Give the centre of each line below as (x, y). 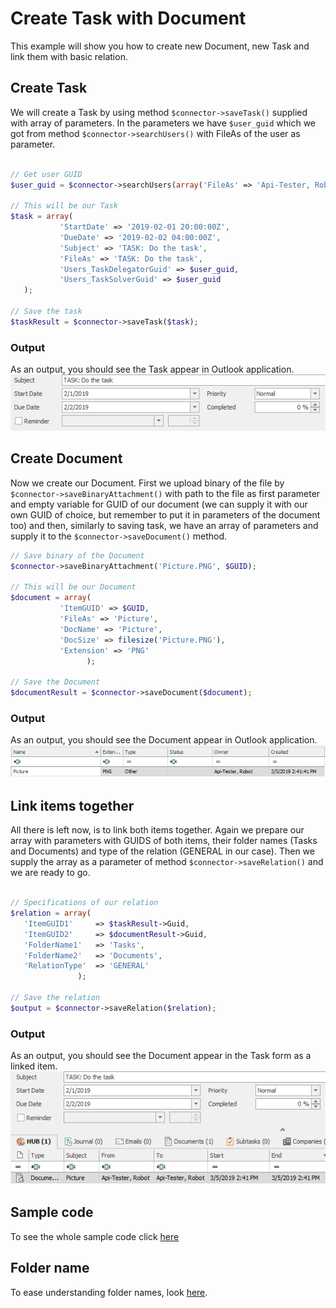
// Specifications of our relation (84, 903)
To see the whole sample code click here (95, 1236)
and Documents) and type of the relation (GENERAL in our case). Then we (162, 851)
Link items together (72, 805)
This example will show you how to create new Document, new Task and (160, 46)
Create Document (66, 458)
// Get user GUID (46, 174)
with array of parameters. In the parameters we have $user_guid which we (163, 123)
